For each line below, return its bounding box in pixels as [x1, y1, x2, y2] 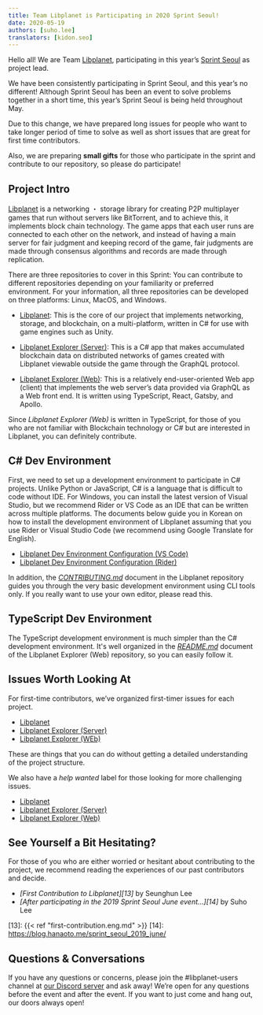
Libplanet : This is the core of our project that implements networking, [19, 310, 243, 320]
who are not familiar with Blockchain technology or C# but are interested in [8, 423, 250, 433]
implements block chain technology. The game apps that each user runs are [8, 221, 254, 231]
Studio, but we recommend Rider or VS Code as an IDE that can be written [8, 500, 249, 509]
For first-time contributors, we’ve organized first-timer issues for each [8, 694, 235, 703]
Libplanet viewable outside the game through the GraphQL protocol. [19, 359, 240, 369]
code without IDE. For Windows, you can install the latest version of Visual [8, 491, 248, 501]
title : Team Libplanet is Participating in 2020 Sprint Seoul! [8, 11, 220, 20]
